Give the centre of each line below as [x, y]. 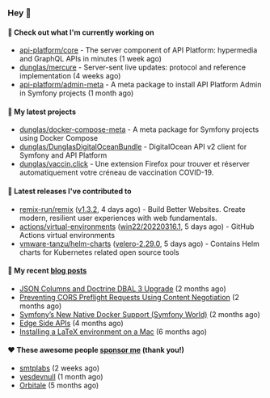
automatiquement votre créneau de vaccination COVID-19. [116, 172]
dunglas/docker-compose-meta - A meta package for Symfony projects [139, 129]
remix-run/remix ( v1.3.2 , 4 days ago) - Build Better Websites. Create [132, 209]
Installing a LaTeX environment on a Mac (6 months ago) [113, 332]
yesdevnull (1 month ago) [61, 376]
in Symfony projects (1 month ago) [76, 93]
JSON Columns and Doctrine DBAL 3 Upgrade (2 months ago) [123, 288]
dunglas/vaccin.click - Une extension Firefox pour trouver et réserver [135, 164]
